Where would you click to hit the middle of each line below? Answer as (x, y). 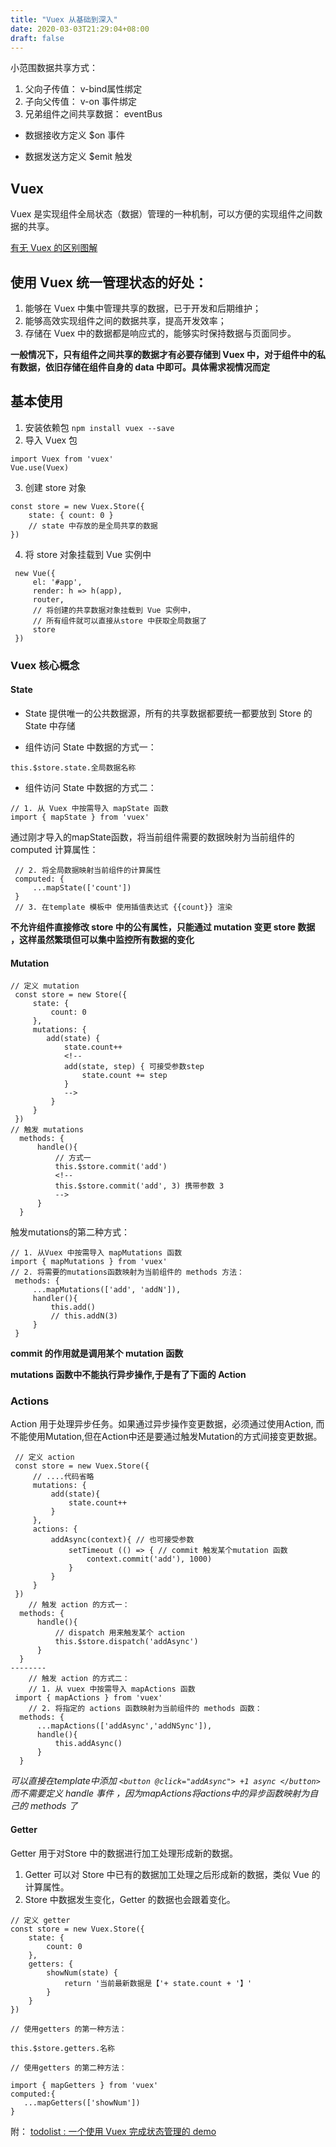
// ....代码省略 (63, 1477)
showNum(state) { (82, 1972)
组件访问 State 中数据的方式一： (90, 747)
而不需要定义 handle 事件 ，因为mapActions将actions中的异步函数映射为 (160, 1793)
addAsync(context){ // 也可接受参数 (122, 1540)
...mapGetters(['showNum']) (82, 2102)
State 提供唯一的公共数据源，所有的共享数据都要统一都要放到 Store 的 (168, 713)
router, (48, 599)
